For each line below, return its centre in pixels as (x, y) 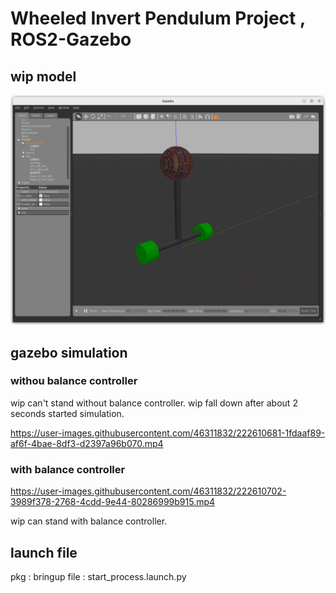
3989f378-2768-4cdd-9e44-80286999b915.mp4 (113, 502)
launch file (44, 552)
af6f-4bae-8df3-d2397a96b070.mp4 (87, 443)
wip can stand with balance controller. (89, 521)
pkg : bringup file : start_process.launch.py (98, 576)
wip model (43, 76)
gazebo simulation (69, 352)
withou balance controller (74, 381)
